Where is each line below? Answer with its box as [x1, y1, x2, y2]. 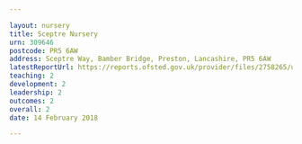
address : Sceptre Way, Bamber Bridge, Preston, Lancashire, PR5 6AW [9, 55, 271, 64]
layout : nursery [9, 21, 70, 30]
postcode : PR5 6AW [9, 46, 78, 55]
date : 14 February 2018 [9, 113, 99, 122]
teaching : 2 [9, 71, 54, 81]
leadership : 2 [9, 87, 63, 97]
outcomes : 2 [9, 96, 54, 105]
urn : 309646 [9, 38, 54, 47]
